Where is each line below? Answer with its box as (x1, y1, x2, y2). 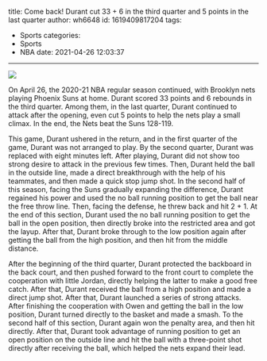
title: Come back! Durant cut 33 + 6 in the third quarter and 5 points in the (8, 7, 249, 16)
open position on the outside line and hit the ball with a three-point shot (8, 335, 242, 344)
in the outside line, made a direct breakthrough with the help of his (8, 168, 226, 177)
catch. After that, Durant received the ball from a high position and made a (8, 285, 252, 294)
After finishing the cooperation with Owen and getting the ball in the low (8, 301, 244, 310)
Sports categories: (19, 31, 81, 40)
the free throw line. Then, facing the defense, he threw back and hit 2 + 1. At (8, 202, 258, 211)
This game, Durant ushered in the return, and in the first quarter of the (8, 134, 238, 144)
